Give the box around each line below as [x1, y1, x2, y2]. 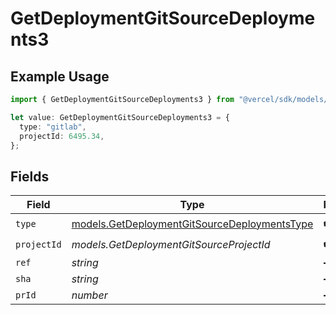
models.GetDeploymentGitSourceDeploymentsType [71, 217, 314, 231]
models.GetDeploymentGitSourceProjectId [71, 237, 271, 251]
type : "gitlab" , [19, 122, 87, 132]
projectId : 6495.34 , [19, 131, 105, 141]
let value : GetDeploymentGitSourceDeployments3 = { [10, 112, 230, 122]
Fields [10, 168, 50, 185]
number [71, 288, 108, 302]
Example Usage [10, 68, 110, 85]
